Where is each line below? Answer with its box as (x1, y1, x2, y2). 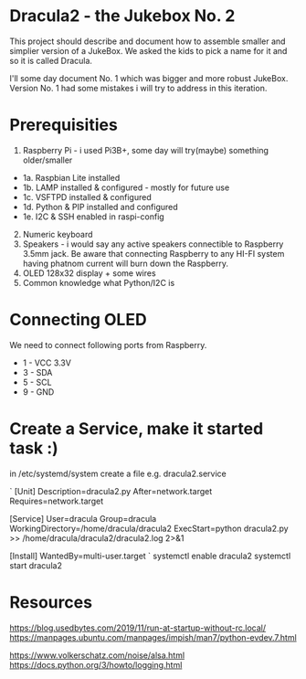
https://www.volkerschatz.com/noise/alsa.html (9, 650, 185, 661)
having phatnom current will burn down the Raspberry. (22, 258, 228, 269)
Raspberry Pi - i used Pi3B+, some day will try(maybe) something (22, 144, 269, 155)
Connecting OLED (9, 310, 148, 330)
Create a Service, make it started (9, 419, 264, 439)
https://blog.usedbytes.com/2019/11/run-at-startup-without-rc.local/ (9, 622, 267, 633)
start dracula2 (9, 559, 62, 571)
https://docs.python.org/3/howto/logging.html (9, 659, 183, 670)
